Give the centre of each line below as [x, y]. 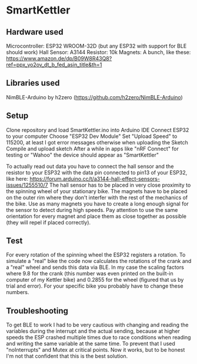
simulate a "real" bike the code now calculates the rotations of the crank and [99, 261]
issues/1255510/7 [27, 185]
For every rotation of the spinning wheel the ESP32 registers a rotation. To [96, 255]
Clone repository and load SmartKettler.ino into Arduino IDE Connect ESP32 [98, 130]
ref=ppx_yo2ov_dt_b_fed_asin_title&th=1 [54, 65]
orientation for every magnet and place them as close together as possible [96, 216]
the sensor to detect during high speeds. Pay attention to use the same [92, 210]
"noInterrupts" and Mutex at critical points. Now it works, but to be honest [96, 350]
